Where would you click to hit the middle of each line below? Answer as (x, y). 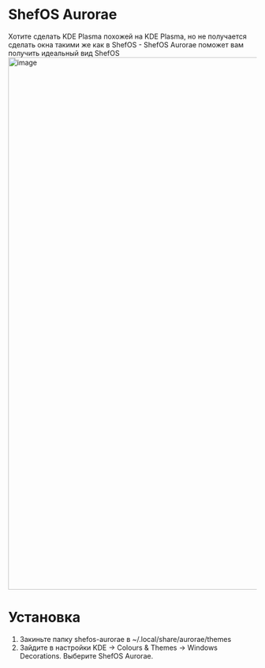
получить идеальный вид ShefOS (64, 53)
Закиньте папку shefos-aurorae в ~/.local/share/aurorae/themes (125, 639)
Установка (45, 618)
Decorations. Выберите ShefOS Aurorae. (86, 655)
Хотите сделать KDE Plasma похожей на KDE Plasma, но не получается (127, 36)
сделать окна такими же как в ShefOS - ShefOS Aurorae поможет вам (126, 44)
